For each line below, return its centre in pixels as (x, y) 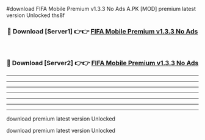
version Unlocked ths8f (36, 15)
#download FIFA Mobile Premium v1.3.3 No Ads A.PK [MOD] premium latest (101, 9)
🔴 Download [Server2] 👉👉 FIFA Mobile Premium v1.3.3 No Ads (103, 63)
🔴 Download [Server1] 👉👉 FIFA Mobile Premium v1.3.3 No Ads (103, 31)
